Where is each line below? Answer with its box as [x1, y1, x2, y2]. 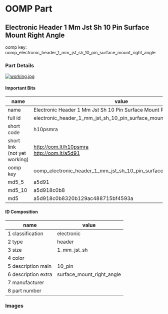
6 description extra [7, 271, 52, 278]
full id [7, 114, 21, 121]
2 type [7, 238, 23, 245]
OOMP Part [5, 3, 52, 15]
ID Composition [5, 209, 38, 215]
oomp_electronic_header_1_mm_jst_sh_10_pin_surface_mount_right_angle [5, 50, 156, 55]
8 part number [7, 287, 41, 294]
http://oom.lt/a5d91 [33, 149, 80, 156]
